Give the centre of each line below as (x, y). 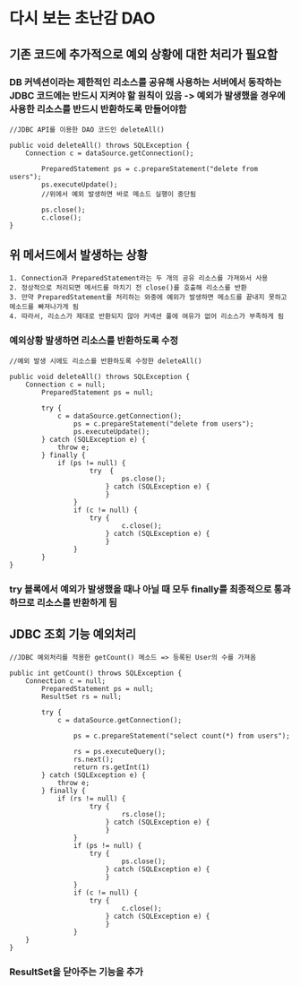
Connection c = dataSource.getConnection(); (110, 153)
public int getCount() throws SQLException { (95, 673)
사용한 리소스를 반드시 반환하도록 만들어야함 (98, 108)
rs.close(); (144, 814)
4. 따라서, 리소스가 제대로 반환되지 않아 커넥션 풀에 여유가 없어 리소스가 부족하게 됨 (147, 316)
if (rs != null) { (91, 799)
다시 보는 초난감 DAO (82, 18)
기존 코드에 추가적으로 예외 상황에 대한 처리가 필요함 (144, 54)
